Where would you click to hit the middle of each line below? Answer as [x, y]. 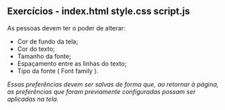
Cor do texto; [36, 48]
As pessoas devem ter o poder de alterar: [66, 28]
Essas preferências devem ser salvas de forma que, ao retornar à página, [113, 84]
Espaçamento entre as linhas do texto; [72, 63]
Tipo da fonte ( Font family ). [58, 71]
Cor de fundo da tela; [47, 42]
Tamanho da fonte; [44, 56]
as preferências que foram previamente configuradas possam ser [101, 91]
